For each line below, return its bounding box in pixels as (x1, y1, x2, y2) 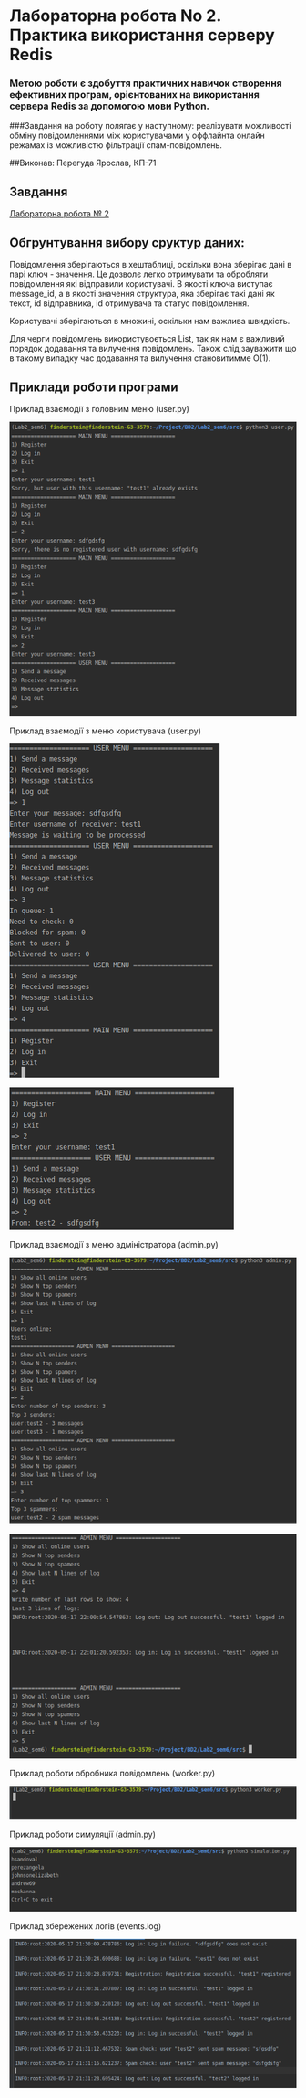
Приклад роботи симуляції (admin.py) (9, 1829, 157, 1840)
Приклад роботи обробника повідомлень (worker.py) (9, 1767, 216, 1778)
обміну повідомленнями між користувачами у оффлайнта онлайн (9, 130, 266, 142)
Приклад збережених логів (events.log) (9, 1920, 162, 1932)
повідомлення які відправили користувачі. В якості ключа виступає (9, 279, 273, 290)
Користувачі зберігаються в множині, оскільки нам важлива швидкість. (9, 316, 291, 327)
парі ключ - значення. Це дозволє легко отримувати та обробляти (9, 269, 269, 279)
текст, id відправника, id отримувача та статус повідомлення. (9, 298, 250, 309)
